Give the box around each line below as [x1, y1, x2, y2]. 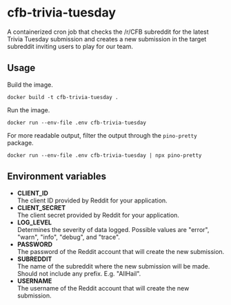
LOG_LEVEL [17, 218, 52, 227]
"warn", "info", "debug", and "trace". [17, 233, 121, 241]
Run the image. [7, 105, 50, 114]
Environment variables [7, 171, 107, 182]
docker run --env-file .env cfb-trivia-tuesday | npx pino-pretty [7, 151, 202, 159]
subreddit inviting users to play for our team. [7, 42, 133, 50]
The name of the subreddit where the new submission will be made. [17, 262, 210, 270]
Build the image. [7, 81, 53, 89]
